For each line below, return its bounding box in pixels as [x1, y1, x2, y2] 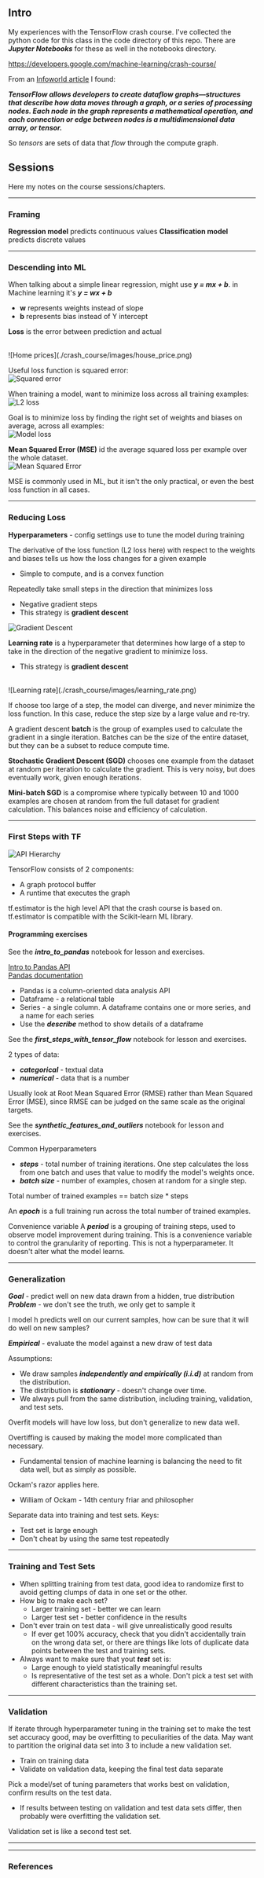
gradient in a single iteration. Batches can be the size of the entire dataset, [8, 732, 249, 742]
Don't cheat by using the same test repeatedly [19, 1534, 170, 1543]
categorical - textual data [19, 1065, 104, 1075]
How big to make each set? [19, 1595, 108, 1605]
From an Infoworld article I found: [8, 74, 116, 83]
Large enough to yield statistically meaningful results [31, 1662, 203, 1672]
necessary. [8, 1441, 45, 1451]
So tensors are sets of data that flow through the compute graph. [8, 138, 218, 148]
